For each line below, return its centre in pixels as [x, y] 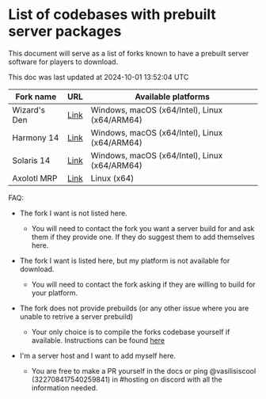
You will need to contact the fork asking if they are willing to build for [143, 284]
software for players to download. [63, 62]
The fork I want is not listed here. [74, 213]
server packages [65, 31]
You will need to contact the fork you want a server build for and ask [143, 228]
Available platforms [172, 97]
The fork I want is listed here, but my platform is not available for [125, 260]
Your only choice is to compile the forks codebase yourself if [131, 332]
